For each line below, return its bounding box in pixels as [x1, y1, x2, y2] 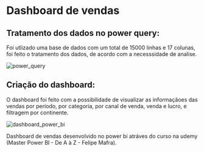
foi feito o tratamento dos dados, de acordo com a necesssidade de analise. [6, 50, 197, 58]
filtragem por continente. [6, 109, 69, 116]
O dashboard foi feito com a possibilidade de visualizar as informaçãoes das [6, 95, 198, 103]
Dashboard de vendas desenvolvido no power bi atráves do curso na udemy [6, 132, 198, 140]
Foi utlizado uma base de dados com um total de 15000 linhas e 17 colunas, [6, 44, 196, 51]
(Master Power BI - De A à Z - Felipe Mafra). [6, 139, 117, 146]
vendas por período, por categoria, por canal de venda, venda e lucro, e [6, 102, 187, 109]
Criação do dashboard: [6, 80, 96, 90]
